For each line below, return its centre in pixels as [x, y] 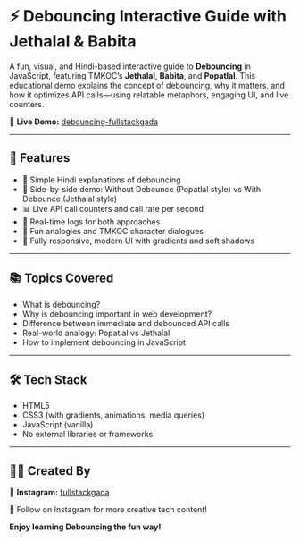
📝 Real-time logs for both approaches [91, 221]
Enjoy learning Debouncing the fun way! [85, 527]
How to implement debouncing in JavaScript [104, 342]
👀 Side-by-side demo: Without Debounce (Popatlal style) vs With [142, 189]
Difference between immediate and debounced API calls [126, 323]
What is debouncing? [61, 304]
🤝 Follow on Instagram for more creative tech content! [108, 510]
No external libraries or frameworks [87, 435]
